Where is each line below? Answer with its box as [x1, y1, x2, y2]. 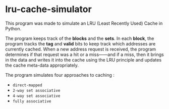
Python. [5, 25, 22, 31]
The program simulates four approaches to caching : [5, 72, 115, 78]
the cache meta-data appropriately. [5, 62, 79, 68]
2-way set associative [12, 88, 61, 93]
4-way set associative [12, 93, 61, 98]
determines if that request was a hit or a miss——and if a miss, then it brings [5, 51, 164, 58]
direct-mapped [12, 82, 42, 88]
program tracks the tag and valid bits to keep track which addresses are [5, 40, 156, 46]
